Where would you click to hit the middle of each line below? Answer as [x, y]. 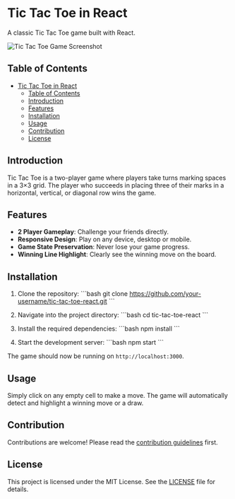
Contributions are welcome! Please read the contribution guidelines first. [113, 442]
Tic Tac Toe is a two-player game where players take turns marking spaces [117, 178]
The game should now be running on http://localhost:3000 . [96, 356]
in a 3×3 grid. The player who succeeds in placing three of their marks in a [116, 185]
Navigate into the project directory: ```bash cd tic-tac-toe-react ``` [113, 315]
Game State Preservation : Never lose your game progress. [104, 247]
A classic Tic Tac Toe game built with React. [71, 33]
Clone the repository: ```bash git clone [73, 294]
